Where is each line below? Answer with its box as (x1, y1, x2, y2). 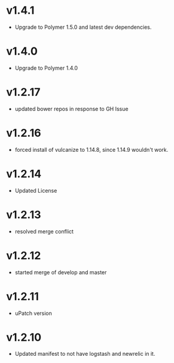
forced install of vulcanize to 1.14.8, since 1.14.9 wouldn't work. (14, 146, 169, 153)
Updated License (14, 187, 57, 194)
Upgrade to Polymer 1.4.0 (14, 64, 78, 71)
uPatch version (14, 310, 53, 317)
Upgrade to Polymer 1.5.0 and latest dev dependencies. (14, 23, 152, 31)
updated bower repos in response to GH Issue (14, 105, 129, 112)
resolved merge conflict (14, 227, 74, 235)
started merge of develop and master (14, 268, 107, 276)
